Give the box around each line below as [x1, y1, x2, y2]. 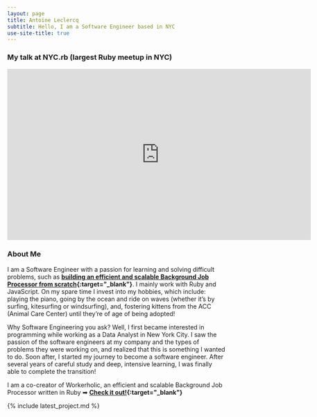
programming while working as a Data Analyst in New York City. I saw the [7, 330, 217, 338]
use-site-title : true [7, 29, 70, 37]
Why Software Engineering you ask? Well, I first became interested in [7, 322, 205, 331]
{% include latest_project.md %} [7, 401, 100, 410]
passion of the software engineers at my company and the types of [7, 338, 200, 346]
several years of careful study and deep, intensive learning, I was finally [7, 359, 213, 368]
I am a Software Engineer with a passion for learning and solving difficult [7, 265, 215, 273]
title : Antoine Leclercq [7, 17, 79, 24]
